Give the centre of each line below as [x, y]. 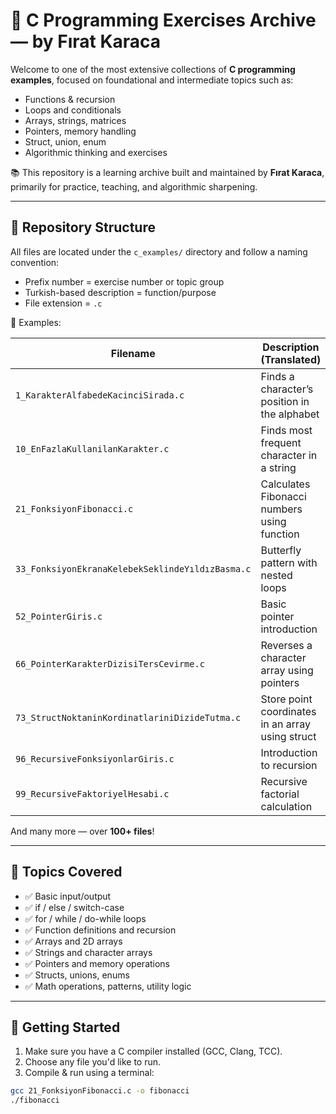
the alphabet [290, 414]
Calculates [285, 484]
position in [285, 401]
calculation [286, 806]
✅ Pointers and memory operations [97, 963]
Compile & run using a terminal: [89, 1073]
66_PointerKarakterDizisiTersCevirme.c [110, 663]
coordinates [288, 711]
